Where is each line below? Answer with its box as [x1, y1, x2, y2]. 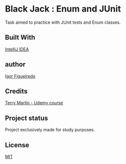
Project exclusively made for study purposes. [5, 127, 95, 133]
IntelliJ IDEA [5, 46, 29, 52]
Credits [5, 87, 28, 95]
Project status [5, 114, 48, 122]
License [5, 141, 29, 149]
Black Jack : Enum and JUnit [5, 3, 121, 15]
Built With [5, 33, 35, 42]
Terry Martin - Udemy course [5, 100, 63, 106]
